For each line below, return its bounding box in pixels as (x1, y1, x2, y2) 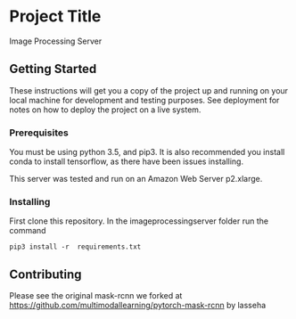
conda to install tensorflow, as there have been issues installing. (9, 156, 243, 167)
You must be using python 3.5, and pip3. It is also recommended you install (9, 147, 285, 158)
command (9, 225, 46, 236)
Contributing (9, 266, 82, 282)
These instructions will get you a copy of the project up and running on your (9, 85, 288, 95)
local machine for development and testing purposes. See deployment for (9, 94, 280, 105)
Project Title (9, 6, 102, 27)
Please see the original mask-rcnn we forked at (9, 290, 183, 301)
